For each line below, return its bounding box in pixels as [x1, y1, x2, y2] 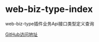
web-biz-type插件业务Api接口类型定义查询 [5, 20, 94, 26]
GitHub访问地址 [5, 31, 38, 37]
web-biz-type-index [5, 3, 93, 15]
